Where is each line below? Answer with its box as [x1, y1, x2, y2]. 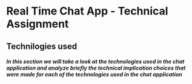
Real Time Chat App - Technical [6, 4, 168, 18]
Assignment [6, 17, 69, 31]
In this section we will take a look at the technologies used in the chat [6, 58, 185, 65]
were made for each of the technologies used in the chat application [6, 71, 183, 78]
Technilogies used [6, 41, 78, 51]
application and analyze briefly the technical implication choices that [6, 65, 186, 72]
